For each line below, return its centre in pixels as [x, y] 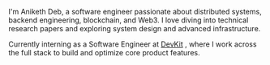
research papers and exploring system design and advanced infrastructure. [135, 28]
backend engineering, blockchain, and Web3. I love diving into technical [129, 20]
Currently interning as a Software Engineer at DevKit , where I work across [133, 44]
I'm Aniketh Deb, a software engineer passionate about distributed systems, [135, 12]
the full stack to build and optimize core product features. [104, 53]
